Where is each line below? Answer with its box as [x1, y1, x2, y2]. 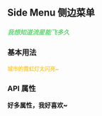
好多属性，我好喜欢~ [7, 101, 68, 110]
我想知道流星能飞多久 [7, 28, 69, 36]
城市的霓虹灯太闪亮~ [7, 65, 59, 73]
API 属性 [7, 83, 36, 93]
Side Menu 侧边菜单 [7, 6, 96, 19]
